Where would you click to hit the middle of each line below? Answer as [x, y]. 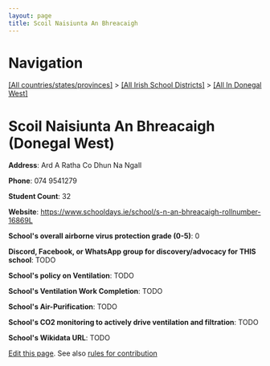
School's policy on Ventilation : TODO [72, 276]
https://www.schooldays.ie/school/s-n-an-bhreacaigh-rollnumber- [150, 212]
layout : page [30, 16]
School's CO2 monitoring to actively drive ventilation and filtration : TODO [133, 323]
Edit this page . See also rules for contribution [83, 353]
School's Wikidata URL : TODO [59, 338]
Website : [24, 212]
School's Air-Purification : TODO [63, 307]
